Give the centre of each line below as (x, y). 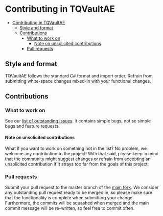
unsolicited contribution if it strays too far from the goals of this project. (77, 164)
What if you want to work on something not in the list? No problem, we (76, 148)
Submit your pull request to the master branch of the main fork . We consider (82, 187)
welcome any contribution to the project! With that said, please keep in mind (82, 153)
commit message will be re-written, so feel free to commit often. (70, 208)
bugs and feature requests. (32, 126)
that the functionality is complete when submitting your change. (69, 197)
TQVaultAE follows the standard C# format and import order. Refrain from (79, 76)
